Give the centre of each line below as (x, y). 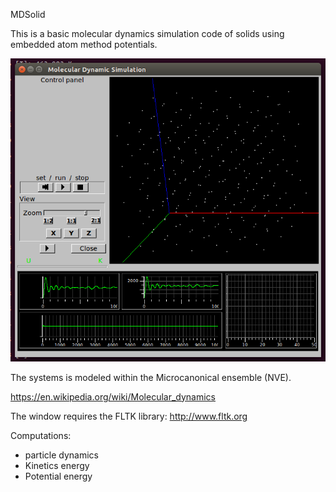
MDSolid (28, 14)
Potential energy (58, 476)
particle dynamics (61, 455)
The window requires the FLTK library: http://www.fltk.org (129, 416)
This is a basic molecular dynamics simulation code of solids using (147, 33)
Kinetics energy (57, 465)
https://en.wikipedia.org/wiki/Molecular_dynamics (113, 396)
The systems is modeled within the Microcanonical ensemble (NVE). (151, 377)
